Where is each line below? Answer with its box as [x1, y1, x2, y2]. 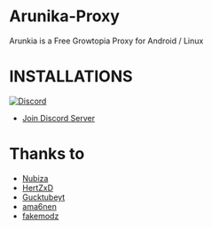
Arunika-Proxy [9, 6, 120, 27]
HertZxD [21, 182, 53, 193]
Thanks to [9, 144, 85, 164]
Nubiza [21, 172, 49, 183]
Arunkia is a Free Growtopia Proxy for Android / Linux [9, 35, 204, 46]
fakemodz [21, 210, 59, 221]
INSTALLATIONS [9, 66, 133, 87]
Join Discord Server [21, 112, 96, 123]
